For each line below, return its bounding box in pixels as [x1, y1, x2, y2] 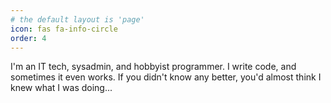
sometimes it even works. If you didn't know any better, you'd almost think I [10, 71, 322, 83]
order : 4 [10, 33, 47, 43]
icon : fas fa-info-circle [10, 24, 118, 34]
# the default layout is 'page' [10, 14, 145, 25]
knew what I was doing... [10, 82, 113, 94]
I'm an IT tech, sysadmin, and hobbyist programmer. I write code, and [10, 61, 297, 73]
